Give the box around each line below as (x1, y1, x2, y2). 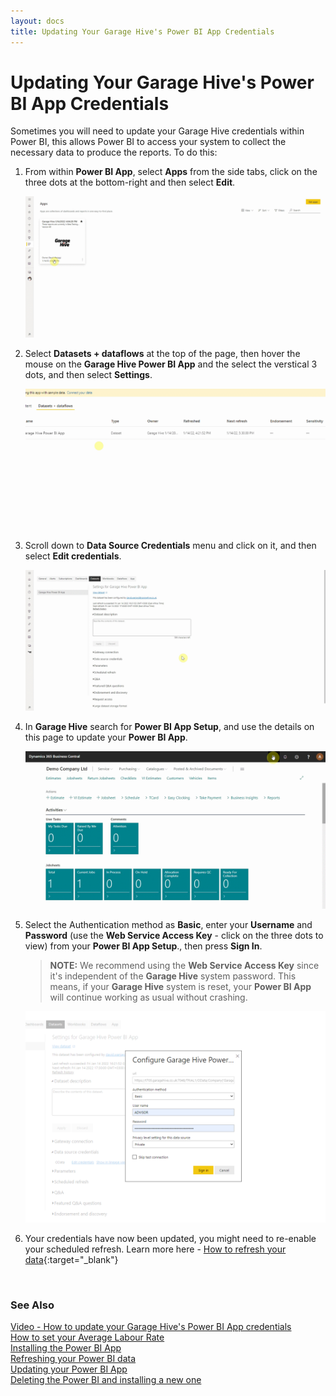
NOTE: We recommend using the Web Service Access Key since (49, 960, 320, 971)
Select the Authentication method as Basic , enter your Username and (24, 919, 313, 930)
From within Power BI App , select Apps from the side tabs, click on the (24, 166, 318, 178)
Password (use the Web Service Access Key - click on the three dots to (24, 930, 324, 941)
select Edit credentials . (24, 550, 122, 562)
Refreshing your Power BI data (10, 1352, 137, 1364)
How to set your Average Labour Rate (10, 1331, 165, 1343)
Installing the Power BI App (10, 1341, 122, 1354)
